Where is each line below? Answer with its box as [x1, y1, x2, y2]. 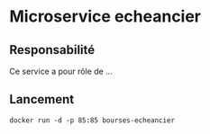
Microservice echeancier [9, 6, 201, 27]
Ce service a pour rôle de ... [9, 66, 113, 76]
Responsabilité [9, 42, 96, 58]
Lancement [9, 92, 75, 107]
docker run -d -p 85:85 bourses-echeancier [9, 115, 176, 125]
